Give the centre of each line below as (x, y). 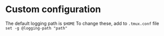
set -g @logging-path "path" (36, 28)
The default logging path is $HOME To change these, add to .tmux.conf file (82, 23)
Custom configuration (53, 9)
